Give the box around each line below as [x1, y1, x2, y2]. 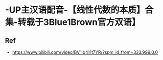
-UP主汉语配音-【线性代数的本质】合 [5, 4, 154, 16]
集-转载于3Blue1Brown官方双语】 [5, 17, 140, 28]
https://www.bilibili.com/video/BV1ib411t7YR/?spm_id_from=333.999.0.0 [12, 49, 158, 55]
